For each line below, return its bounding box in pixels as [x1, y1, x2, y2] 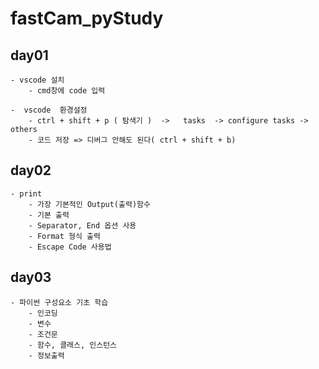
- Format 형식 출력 [28, 231, 101, 241]
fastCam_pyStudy [10, 7, 164, 30]
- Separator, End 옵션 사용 [28, 220, 137, 231]
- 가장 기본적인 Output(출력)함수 [28, 199, 151, 209]
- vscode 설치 [10, 75, 65, 85]
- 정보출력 [28, 350, 65, 361]
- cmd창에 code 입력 [28, 86, 106, 96]
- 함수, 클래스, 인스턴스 [28, 340, 118, 350]
